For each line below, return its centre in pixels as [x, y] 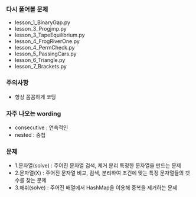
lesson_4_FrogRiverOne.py [47, 41]
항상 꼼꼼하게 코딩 [35, 97]
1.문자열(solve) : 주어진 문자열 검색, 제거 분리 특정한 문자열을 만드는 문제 [98, 166]
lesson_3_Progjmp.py [40, 29]
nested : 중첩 [30, 134]
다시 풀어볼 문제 [27, 9]
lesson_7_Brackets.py [40, 67]
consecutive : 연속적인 [41, 127]
